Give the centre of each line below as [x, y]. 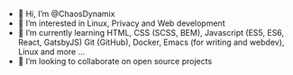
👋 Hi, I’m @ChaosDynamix [66, 14]
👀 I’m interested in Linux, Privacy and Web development [121, 23]
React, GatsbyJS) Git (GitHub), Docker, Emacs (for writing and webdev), [151, 42]
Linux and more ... [51, 52]
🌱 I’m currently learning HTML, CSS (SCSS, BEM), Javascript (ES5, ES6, [151, 33]
